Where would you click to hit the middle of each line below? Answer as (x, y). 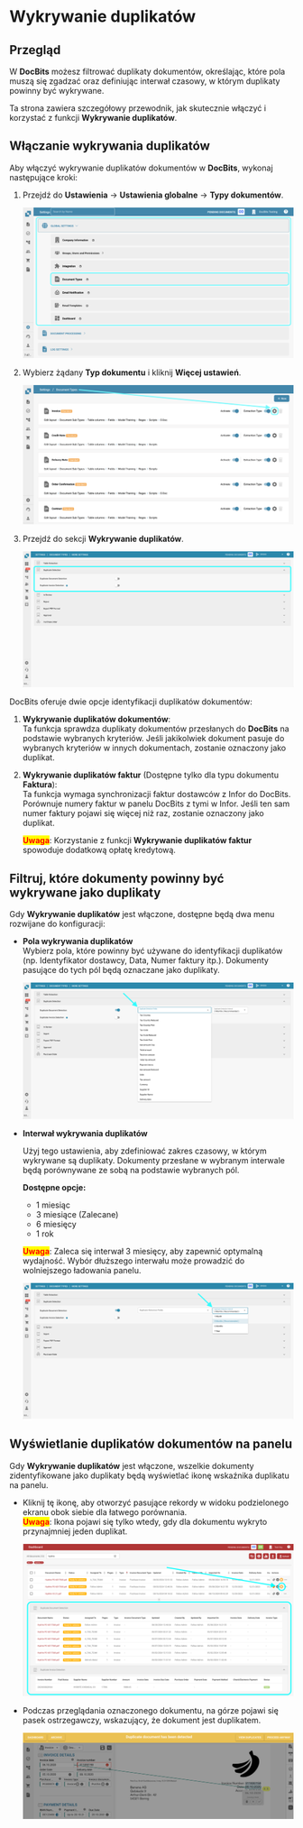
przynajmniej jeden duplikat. (75, 1531)
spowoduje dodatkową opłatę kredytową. (99, 850)
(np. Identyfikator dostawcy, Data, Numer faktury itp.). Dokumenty (145, 960)
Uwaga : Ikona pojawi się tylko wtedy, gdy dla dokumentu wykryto (145, 1521)
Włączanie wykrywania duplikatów (110, 146)
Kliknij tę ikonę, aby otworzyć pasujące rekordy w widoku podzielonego (156, 1502)
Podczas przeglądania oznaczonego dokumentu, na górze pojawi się (151, 1710)
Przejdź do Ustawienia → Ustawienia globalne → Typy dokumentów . (153, 195)
